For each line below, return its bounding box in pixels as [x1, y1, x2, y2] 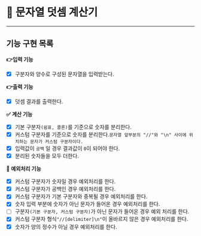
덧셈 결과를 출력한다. [14, 97, 63, 105]
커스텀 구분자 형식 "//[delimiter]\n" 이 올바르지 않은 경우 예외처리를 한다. [14, 216, 188, 223]
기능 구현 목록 [6, 38, 54, 49]
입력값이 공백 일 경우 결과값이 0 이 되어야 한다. [14, 145, 120, 152]
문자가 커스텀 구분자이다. [29, 139, 84, 145]
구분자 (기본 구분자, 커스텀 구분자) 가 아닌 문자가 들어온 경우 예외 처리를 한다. [14, 208, 190, 215]
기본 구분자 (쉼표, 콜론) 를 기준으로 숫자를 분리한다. [14, 123, 132, 130]
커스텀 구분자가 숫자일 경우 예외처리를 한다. [14, 178, 116, 185]
